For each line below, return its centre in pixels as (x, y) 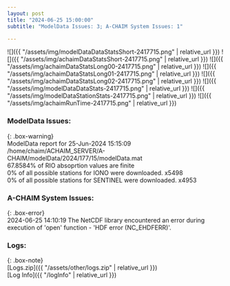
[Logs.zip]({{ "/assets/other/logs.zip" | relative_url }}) (82, 268)
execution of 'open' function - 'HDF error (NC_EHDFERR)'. (90, 227)
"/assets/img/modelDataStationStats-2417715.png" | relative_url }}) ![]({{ (109, 96)
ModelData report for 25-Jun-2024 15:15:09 (69, 143)
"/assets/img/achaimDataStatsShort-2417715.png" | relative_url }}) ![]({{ (122, 59)
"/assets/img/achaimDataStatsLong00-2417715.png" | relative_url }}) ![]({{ (112, 67)
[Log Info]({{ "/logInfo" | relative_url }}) (62, 275)
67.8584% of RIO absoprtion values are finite (71, 165)
